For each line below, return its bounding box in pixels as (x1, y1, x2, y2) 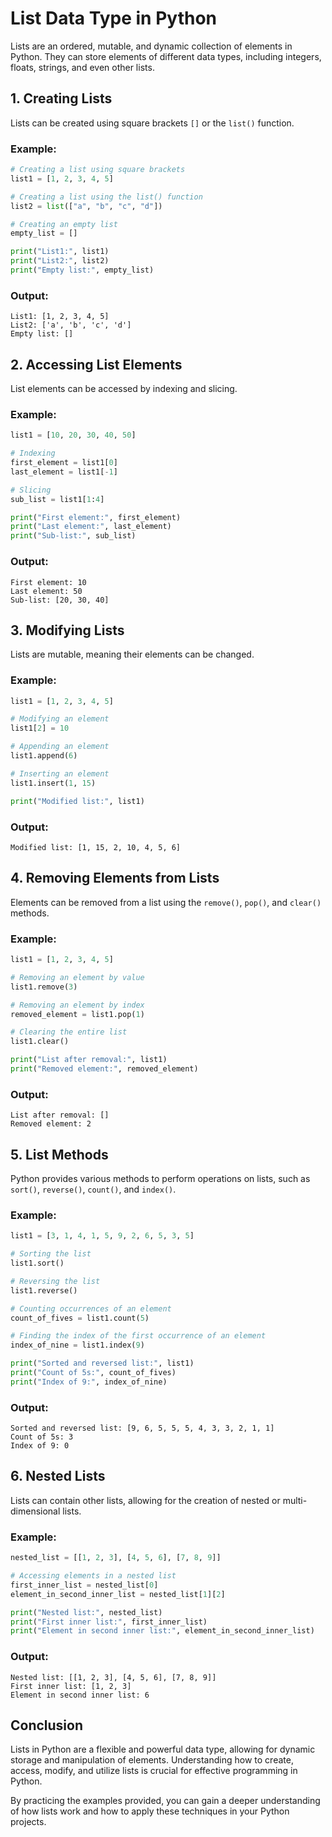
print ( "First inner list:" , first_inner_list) (10, 1617, 208, 1627)
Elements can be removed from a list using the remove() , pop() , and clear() (10, 896, 322, 908)
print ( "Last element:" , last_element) (10, 522, 172, 532)
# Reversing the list (10, 1276, 101, 1286)
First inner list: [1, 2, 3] (10, 1681, 132, 1691)
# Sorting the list (10, 1249, 92, 1259)
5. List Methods (10, 1146, 109, 1163)
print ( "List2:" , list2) (10, 256, 110, 266)
